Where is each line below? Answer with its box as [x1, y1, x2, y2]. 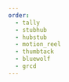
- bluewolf [15, 55, 51, 63]
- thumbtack [15, 48, 55, 55]
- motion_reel [15, 41, 61, 48]
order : [8, 11, 30, 20]
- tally [15, 19, 41, 27]
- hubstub [15, 33, 47, 41]
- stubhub [15, 26, 47, 34]
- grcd [15, 62, 37, 70]
